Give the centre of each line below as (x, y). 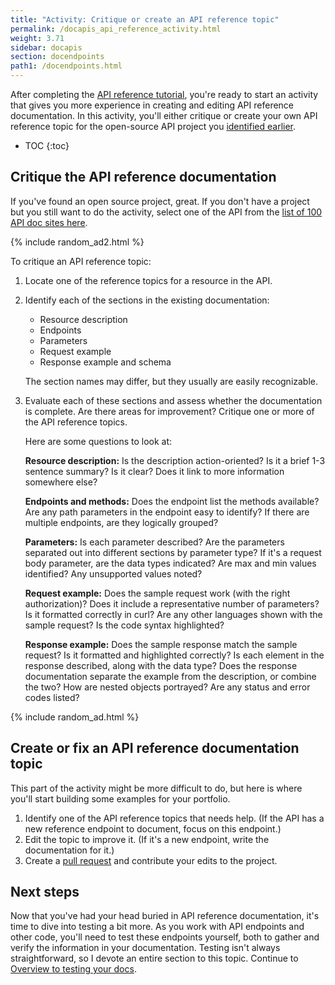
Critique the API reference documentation (143, 177)
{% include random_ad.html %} (75, 717)
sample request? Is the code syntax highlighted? (124, 625)
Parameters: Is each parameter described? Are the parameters (154, 542)
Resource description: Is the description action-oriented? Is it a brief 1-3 (175, 460)
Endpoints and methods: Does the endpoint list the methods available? (172, 501)
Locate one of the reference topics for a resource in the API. (148, 280)
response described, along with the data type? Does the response (161, 665)
